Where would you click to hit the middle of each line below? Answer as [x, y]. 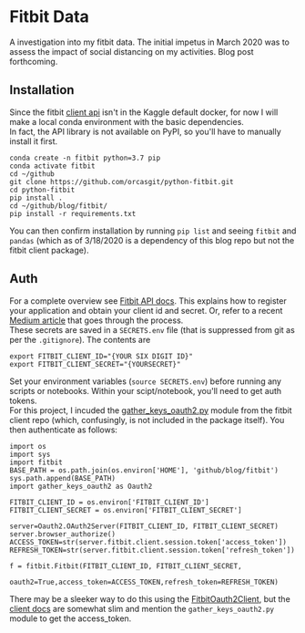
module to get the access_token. [71, 618]
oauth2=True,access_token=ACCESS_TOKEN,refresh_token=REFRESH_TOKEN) [144, 582]
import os [28, 446]
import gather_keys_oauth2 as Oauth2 [81, 486]
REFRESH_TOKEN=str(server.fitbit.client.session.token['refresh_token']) [152, 550]
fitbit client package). [49, 250]
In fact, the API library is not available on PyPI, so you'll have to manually [146, 131]
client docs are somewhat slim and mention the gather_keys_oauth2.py [142, 608]
